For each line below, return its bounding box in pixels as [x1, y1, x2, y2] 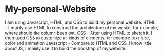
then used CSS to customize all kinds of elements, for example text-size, [5, 35, 151, 41]
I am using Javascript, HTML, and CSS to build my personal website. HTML [5, 19, 156, 25]
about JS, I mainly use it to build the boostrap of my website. [5, 45, 127, 51]
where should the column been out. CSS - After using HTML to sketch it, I [5, 30, 152, 36]
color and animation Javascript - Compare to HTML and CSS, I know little [5, 40, 152, 46]
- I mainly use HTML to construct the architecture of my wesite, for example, [5, 24, 158, 30]
